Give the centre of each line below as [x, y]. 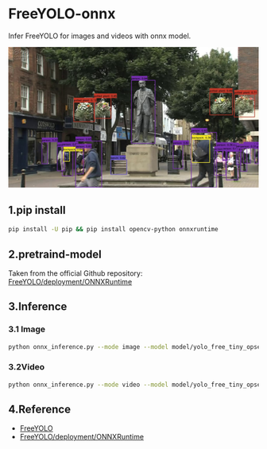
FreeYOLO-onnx [62, 14]
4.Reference [40, 410]
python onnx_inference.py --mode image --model [89, 346]
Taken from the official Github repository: [75, 273]
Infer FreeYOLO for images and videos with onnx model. [100, 36]
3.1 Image [27, 329]
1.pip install [37, 210]
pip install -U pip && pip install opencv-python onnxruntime [113, 230]
